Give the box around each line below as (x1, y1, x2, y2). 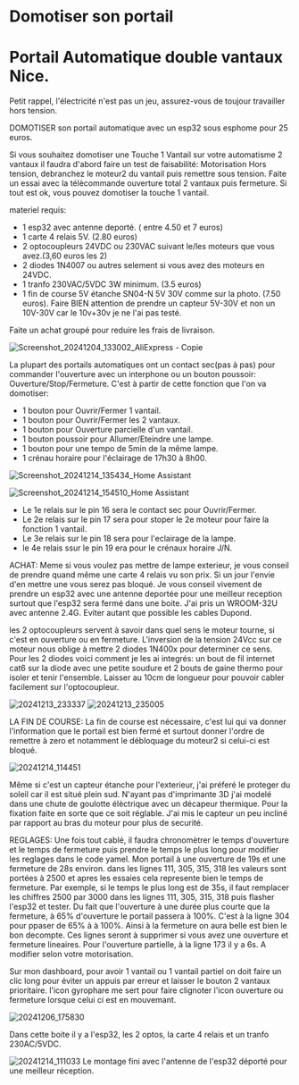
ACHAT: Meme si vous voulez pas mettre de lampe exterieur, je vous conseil (9, 560, 290, 571)
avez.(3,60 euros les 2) (21, 250, 108, 261)
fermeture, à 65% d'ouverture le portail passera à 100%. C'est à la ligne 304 (9, 911, 290, 921)
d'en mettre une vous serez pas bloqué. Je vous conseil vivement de (9, 579, 262, 590)
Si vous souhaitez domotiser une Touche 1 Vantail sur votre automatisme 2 (9, 149, 283, 160)
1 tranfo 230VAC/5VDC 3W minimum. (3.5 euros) (21, 279, 203, 290)
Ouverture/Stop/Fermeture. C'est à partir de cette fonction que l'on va (9, 378, 267, 390)
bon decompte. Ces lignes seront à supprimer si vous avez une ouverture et (9, 929, 288, 940)
